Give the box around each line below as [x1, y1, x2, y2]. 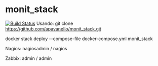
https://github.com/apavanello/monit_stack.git [5, 25, 101, 31]
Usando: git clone [36, 20, 73, 26]
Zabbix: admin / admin [5, 55, 52, 61]
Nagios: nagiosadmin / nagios [5, 45, 67, 51]
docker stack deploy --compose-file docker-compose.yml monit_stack [5, 36, 153, 42]
